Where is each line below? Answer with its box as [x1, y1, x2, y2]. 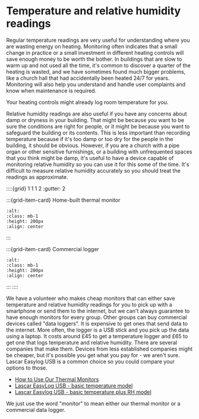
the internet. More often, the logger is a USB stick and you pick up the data [6, 326, 189, 333]
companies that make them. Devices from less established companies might [6, 345, 193, 352]
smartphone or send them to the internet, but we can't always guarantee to [6, 307, 190, 314]
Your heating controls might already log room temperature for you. [6, 98, 169, 105]
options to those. [6, 364, 48, 371]
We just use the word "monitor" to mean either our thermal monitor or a [6, 400, 181, 407]
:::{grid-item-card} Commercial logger [6, 245, 99, 252]
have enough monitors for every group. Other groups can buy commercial [6, 314, 187, 321]
